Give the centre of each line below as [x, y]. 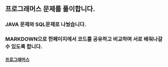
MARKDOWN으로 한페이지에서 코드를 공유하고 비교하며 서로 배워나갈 [84, 39]
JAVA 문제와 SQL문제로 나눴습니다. [46, 24]
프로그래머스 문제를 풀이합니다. [50, 9]
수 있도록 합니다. [24, 46]
